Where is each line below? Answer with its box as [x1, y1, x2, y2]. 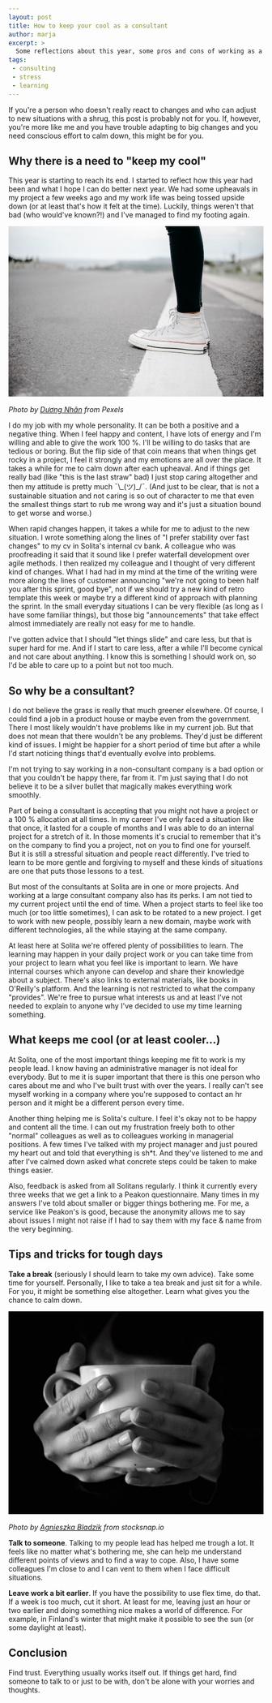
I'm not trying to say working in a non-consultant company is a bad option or [8, 764, 264, 774]
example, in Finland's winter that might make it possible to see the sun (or [8, 1614, 254, 1623]
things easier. [8, 1165, 53, 1175]
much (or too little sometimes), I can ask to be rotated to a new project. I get [8, 908, 261, 918]
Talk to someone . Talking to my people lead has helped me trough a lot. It [8, 1537, 255, 1547]
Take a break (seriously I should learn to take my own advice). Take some [8, 1269, 254, 1279]
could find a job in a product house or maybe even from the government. [8, 714, 251, 724]
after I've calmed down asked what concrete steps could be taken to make [8, 1156, 257, 1166]
